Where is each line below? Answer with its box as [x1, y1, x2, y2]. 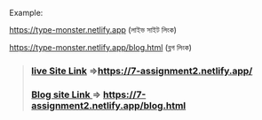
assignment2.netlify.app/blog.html [30, 99, 187, 111]
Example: [9, 8, 44, 18]
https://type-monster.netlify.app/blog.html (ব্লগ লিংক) [9, 42, 193, 52]
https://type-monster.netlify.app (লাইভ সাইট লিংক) [9, 25, 178, 34]
